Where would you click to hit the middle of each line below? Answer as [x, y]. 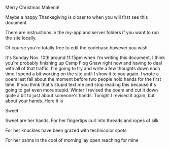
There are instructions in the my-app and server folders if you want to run [82, 32]
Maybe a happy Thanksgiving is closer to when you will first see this [77, 17]
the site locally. [21, 38]
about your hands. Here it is [34, 101]
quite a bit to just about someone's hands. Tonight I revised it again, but [80, 95]
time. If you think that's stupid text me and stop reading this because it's [81, 84]
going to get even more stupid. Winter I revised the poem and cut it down [82, 90]
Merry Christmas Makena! [32, 7]
